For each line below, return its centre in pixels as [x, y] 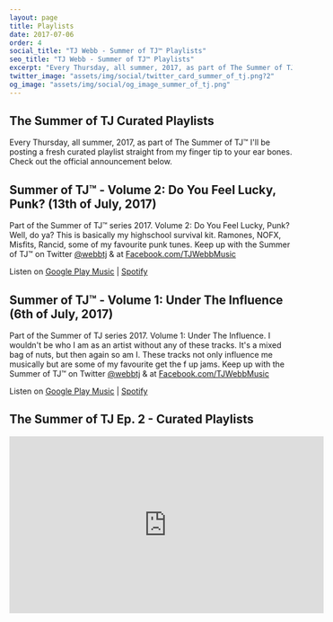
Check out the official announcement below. [91, 162]
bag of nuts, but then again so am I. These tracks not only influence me [141, 355]
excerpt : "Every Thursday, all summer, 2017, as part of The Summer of [146, 68]
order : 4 [26, 43]
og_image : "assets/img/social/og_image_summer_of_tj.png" [120, 84]
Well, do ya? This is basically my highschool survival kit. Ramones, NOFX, [145, 235]
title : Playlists [42, 26]
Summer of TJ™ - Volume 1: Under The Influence [146, 300]
